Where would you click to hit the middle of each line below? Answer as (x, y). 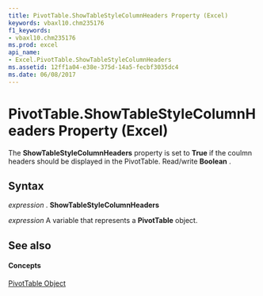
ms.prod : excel (33, 45)
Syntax (26, 186)
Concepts (25, 266)
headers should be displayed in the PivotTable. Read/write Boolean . (120, 161)
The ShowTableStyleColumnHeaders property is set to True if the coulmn (130, 152)
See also (30, 246)
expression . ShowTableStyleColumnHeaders (84, 205)
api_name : (25, 52)
